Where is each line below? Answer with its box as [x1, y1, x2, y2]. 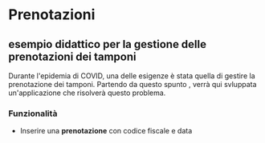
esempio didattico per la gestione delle [8, 38, 207, 51]
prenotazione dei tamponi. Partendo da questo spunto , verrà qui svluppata [8, 80, 257, 89]
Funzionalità [8, 108, 58, 119]
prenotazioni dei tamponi [8, 50, 137, 63]
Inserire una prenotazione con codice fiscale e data [19, 126, 193, 136]
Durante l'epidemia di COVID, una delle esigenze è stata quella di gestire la [8, 71, 255, 81]
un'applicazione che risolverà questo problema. [8, 88, 166, 97]
